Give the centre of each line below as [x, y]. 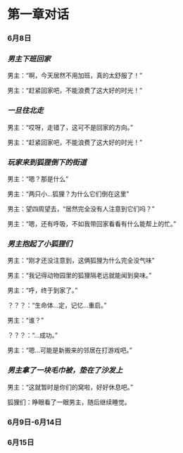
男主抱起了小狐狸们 [40, 244]
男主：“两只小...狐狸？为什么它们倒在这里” [68, 194]
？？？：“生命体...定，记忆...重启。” [57, 305]
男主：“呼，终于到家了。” [43, 290]
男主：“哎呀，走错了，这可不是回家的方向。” [70, 127]
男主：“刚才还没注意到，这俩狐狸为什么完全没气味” [81, 261]
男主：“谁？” [26, 321]
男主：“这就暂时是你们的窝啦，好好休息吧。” [70, 387]
